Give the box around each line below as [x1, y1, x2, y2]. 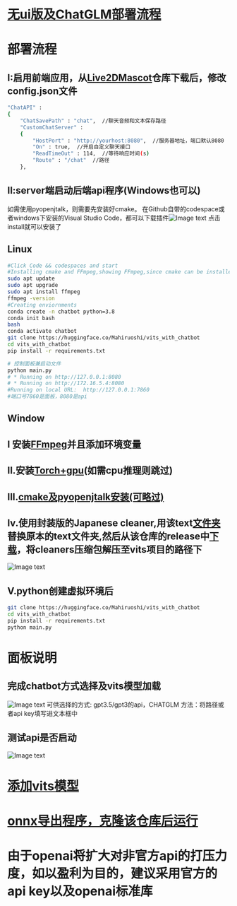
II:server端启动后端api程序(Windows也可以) [7, 184, 201, 196]
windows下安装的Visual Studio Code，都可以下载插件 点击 [13, 213, 221, 222]
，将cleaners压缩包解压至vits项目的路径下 [16, 543, 202, 555]
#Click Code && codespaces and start [7, 262, 119, 269]
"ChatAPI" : [7, 104, 42, 112]
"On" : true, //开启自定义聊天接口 [32, 143, 130, 151]
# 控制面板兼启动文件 [7, 360, 61, 367]
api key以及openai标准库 [7, 883, 153, 900]
